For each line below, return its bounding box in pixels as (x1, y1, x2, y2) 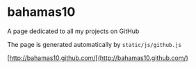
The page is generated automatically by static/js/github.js (7, 40, 182, 48)
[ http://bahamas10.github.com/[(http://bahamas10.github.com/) (7, 53, 189, 62)
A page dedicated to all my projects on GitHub (7, 27, 140, 35)
